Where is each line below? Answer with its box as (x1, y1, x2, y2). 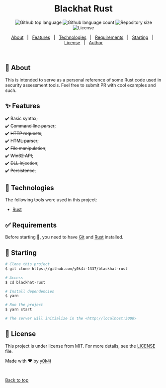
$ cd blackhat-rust (5, 280, 46, 285)
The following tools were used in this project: (5, 197, 97, 203)
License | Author (64, 39, 103, 45)
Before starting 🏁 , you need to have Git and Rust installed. (5, 234, 123, 240)
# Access (5, 275, 23, 280)
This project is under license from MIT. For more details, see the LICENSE (5, 343, 156, 349)
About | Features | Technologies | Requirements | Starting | (11, 34, 154, 40)
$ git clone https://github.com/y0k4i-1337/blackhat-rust (5, 266, 128, 271)
